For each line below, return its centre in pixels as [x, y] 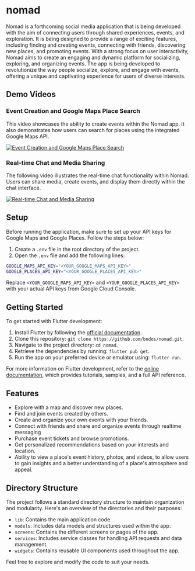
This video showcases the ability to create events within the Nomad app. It [95, 124]
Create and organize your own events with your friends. [81, 420]
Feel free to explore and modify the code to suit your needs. [78, 562]
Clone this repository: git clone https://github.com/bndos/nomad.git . [99, 339]
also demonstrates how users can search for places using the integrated [93, 130]
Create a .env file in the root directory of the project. [77, 249]
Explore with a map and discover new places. [69, 407]
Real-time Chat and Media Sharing [56, 162]
